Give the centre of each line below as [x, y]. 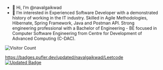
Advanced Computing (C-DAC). [44, 38]
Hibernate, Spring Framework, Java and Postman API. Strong [73, 23]
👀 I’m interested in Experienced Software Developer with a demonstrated [85, 13]
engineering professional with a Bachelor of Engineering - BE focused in [84, 28]
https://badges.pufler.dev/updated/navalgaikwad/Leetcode [64, 57]
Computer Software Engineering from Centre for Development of [77, 33]
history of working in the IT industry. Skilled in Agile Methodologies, [80, 18]
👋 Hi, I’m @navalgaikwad [37, 8]
